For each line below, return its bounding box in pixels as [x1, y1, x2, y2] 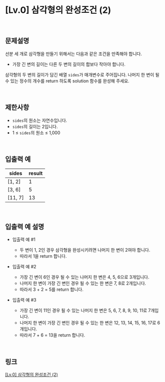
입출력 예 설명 [5, 223, 44, 231]
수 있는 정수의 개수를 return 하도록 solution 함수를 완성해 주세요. [5, 77, 129, 84]
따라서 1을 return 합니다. [19, 253, 67, 259]
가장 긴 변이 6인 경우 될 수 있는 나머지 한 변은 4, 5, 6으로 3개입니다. [19, 274, 150, 280]
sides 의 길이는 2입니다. [12, 123, 58, 129]
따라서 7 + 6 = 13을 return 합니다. [19, 332, 85, 338]
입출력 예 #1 [12, 236, 36, 242]
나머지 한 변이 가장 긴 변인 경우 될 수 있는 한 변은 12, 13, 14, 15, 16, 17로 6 [19, 320, 161, 326]
